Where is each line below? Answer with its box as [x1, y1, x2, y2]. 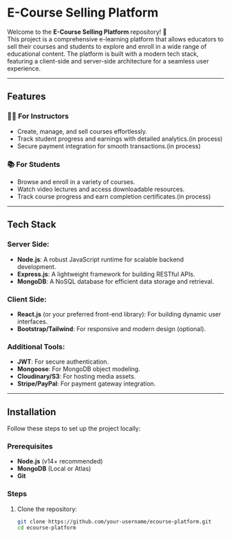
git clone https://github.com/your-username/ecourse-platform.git [16, 518, 212, 525]
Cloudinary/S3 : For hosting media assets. [16, 372, 136, 381]
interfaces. [16, 317, 48, 326]
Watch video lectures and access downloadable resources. [16, 185, 185, 193]
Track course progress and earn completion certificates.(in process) [16, 192, 211, 201]
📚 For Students [7, 159, 60, 169]
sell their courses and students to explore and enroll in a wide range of [7, 42, 207, 50]
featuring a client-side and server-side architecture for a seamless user [7, 57, 210, 65]
